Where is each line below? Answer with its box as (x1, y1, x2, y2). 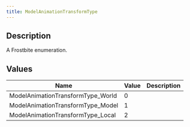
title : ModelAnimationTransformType (6, 8, 98, 15)
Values (6, 64, 33, 74)
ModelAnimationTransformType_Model (9, 101, 119, 110)
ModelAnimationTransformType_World (9, 92, 117, 100)
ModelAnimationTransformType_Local (9, 111, 116, 119)
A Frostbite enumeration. (6, 47, 68, 54)
